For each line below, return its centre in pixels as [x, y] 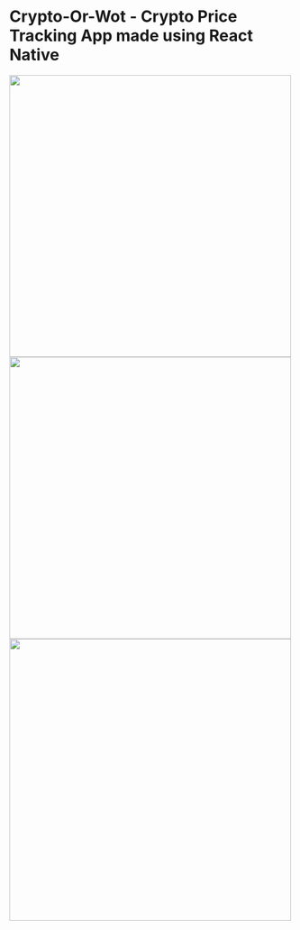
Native [35, 55]
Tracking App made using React [132, 36]
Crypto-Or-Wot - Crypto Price [123, 17]
